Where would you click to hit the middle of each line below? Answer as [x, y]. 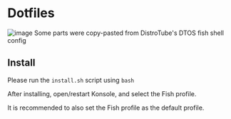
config [17, 40]
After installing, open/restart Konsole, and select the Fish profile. [102, 93]
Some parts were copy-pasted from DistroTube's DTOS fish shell [129, 33]
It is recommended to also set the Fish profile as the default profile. [106, 108]
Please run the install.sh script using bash [71, 80]
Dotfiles [31, 13]
